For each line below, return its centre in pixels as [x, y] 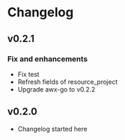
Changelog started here [52, 129]
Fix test [28, 74]
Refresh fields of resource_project [67, 82]
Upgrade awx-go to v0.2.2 [56, 89]
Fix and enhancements [48, 59]
